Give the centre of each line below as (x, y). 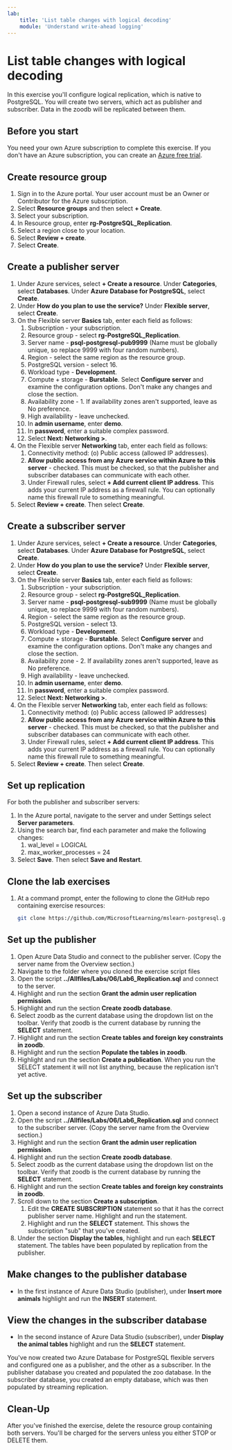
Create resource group (57, 177)
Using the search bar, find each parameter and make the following (111, 830)
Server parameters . (46, 823)
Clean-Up (28, 1409)
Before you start (43, 131)
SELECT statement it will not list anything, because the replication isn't (118, 1067)
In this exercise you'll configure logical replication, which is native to (105, 95)
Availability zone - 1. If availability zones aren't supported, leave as (122, 401)
